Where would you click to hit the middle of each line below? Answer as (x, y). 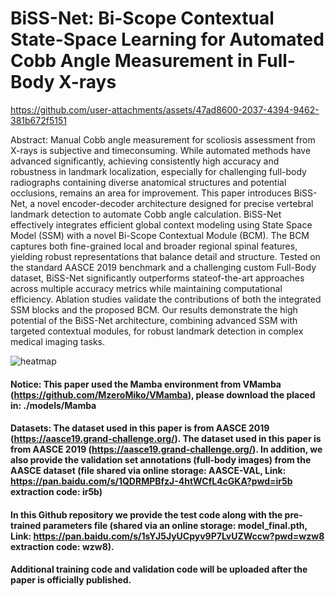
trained (26, 525)
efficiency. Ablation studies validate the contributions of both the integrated (166, 299)
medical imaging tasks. (58, 341)
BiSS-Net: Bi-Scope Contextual (142, 18)
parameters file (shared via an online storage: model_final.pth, (175, 525)
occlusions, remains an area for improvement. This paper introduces (151, 193)
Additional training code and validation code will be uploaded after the (159, 569)
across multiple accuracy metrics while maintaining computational (146, 288)
